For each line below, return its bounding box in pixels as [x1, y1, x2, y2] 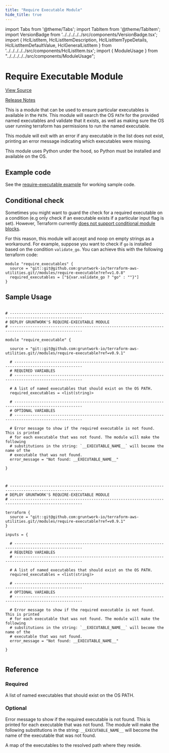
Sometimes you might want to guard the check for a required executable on [5, 210, 163, 216]
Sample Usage [5, 293, 52, 302]
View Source [5, 87, 32, 94]
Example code [5, 168, 51, 177]
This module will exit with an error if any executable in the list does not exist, [5, 133, 164, 139]
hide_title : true [5, 12, 42, 17]
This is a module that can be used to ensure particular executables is [5, 107, 149, 113]
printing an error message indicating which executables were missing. [5, 138, 152, 144]
